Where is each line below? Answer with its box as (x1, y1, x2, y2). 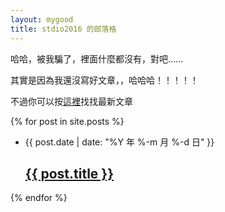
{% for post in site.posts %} (10, 115, 125, 127)
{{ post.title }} (24, 165, 115, 182)
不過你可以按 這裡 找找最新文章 (10, 95, 133, 107)
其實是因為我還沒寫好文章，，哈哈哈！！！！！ (10, 74, 199, 86)
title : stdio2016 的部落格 (10, 24, 117, 34)
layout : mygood (10, 14, 74, 25)
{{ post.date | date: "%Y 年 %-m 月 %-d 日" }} (24, 136, 215, 148)
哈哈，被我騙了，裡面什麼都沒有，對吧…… (10, 52, 184, 65)
